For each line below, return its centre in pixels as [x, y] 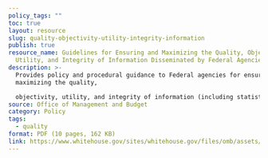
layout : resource [37, 30]
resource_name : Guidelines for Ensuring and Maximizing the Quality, [126, 53]
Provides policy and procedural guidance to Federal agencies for [128, 75]
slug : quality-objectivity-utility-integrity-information [106, 38]
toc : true [25, 23]
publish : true [32, 45]
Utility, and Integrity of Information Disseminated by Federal [124, 61]
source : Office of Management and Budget [78, 105]
